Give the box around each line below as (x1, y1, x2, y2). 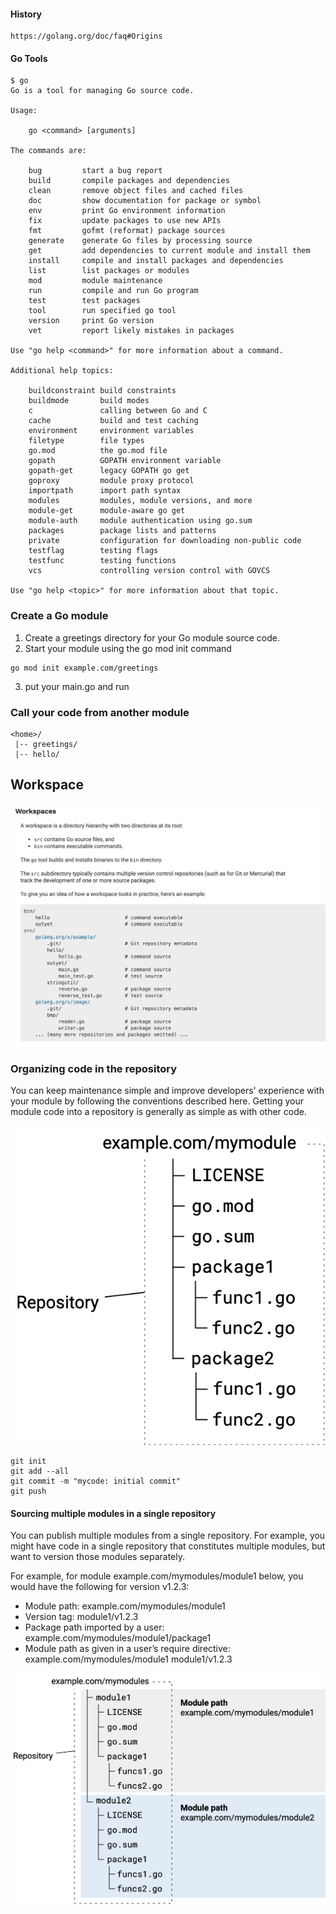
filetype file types (28, 436, 145, 446)
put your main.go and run (24, 680, 130, 692)
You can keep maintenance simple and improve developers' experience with (10, 1085, 325, 1097)
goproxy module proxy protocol (28, 476, 195, 486)
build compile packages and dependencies (28, 176, 230, 186)
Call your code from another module (10, 705, 190, 719)
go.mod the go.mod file (28, 446, 168, 456)
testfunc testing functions (28, 556, 177, 566)
